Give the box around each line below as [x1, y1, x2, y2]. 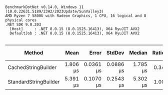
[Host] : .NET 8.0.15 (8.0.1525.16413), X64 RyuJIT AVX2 [9, 26, 140, 31]
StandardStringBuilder [7, 78, 60, 85]
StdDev [106, 49, 124, 56]
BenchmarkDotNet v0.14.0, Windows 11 [5, 4, 84, 9]
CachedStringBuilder [7, 64, 57, 70]
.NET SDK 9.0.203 [5, 22, 41, 27]
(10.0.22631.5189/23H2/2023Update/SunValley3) [5, 9, 104, 14]
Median [129, 49, 147, 56]
